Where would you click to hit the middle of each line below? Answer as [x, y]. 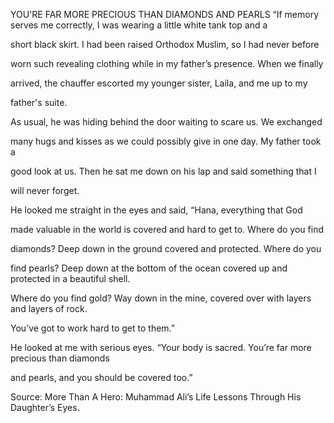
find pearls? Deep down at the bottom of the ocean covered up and [149, 268]
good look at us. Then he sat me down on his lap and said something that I [163, 171]
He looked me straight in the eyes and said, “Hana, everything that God [156, 210]
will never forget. [45, 190]
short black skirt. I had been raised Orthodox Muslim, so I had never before [165, 44]
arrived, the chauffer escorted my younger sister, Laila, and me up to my [159, 83]
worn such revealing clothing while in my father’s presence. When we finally [167, 63]
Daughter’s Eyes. [45, 407]
